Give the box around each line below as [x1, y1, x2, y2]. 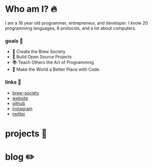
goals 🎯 [5, 37, 23, 44]
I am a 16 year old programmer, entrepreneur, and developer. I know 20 [5, 20, 148, 26]
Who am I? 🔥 [5, 3, 57, 15]
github [12, 100, 25, 106]
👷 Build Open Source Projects [12, 54, 72, 60]
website [12, 95, 28, 101]
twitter [12, 111, 25, 116]
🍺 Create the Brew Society [12, 49, 66, 55]
